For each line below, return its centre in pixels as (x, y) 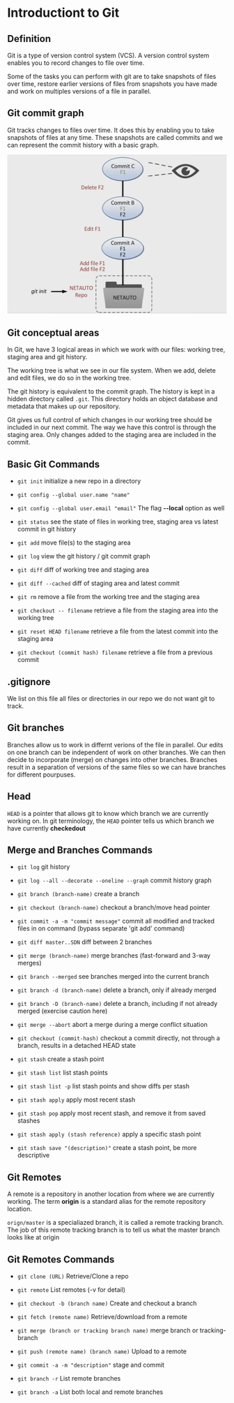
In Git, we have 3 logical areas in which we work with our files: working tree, (116, 350)
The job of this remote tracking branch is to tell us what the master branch (114, 1230)
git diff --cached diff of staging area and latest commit (98, 583)
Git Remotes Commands (61, 1259)
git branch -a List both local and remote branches (90, 1392)
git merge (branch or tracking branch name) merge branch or (108, 1330)
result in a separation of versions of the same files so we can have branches (117, 767)
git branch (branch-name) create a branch (78, 894)
